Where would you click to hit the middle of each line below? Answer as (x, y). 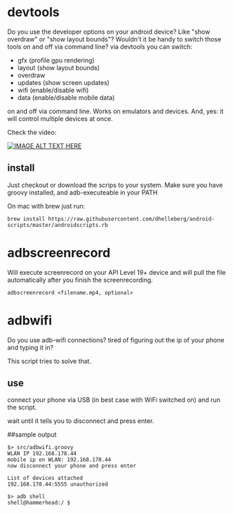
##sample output (32, 435)
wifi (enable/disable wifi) (53, 90)
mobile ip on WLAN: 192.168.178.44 (59, 460)
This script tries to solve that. (49, 361)
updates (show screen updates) (64, 82)
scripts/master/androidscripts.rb (58, 225)
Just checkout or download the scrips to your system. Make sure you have (115, 185)
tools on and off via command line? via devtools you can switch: (100, 46)
